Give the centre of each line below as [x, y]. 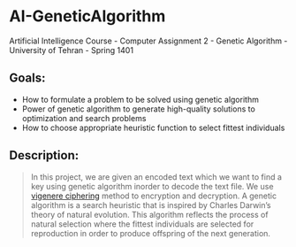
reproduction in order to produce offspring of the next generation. [151, 233]
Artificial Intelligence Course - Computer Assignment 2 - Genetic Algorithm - [148, 41]
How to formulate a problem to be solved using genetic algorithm [140, 99]
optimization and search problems [84, 118]
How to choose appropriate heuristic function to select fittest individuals [153, 127]
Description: [44, 155]
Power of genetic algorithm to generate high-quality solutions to [139, 109]
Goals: [27, 78]
